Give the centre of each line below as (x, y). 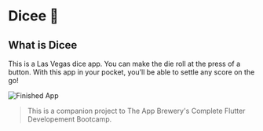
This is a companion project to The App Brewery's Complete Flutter (136, 111)
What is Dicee (43, 45)
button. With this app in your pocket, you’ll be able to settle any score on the (131, 72)
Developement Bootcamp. (69, 119)
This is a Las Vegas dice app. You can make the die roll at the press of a (124, 64)
